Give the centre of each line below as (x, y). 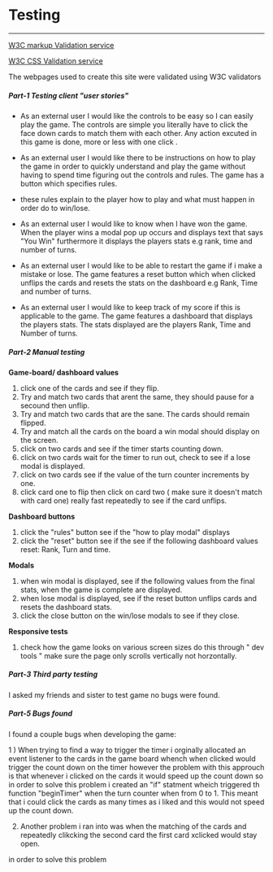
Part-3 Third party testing (53, 674)
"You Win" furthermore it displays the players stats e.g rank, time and (136, 241)
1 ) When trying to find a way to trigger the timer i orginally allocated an (127, 750)
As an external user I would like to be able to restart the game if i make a (141, 265)
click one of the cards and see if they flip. (90, 388)
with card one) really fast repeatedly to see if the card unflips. (123, 500)
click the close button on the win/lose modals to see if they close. (130, 616)
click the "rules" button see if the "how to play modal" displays (125, 532)
